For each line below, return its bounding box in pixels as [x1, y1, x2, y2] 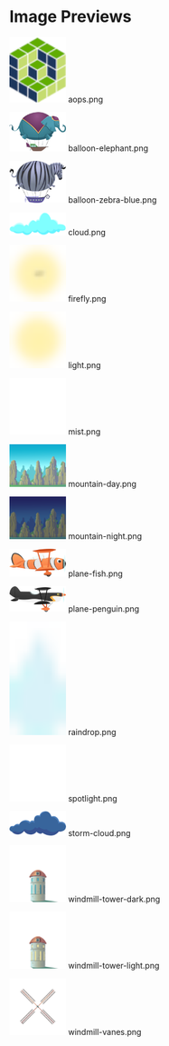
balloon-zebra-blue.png [67, 194, 157, 205]
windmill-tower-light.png [67, 961, 160, 971]
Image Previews [9, 6, 132, 27]
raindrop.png [67, 726, 117, 737]
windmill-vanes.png [67, 1027, 142, 1038]
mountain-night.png [67, 530, 143, 542]
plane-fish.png [67, 568, 124, 579]
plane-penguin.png [67, 603, 140, 614]
